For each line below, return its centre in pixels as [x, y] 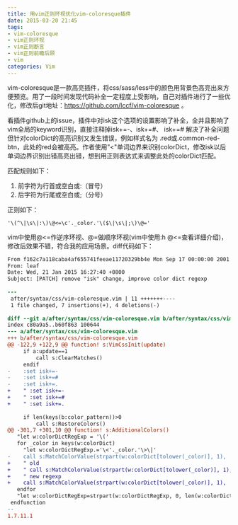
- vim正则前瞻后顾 [31, 54]
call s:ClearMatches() [69, 358]
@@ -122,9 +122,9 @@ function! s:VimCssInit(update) [87, 345]
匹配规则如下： [29, 171]
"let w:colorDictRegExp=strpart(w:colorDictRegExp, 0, [99, 496]
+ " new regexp [34, 476]
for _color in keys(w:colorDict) [66, 444]
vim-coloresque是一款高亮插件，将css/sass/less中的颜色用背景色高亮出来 [115, 87]
